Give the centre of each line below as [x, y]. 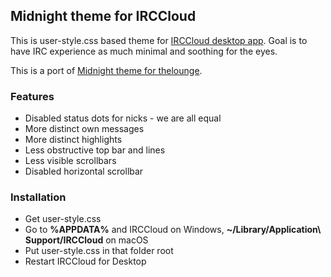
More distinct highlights [73, 140]
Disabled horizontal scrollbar [84, 171]
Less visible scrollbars [70, 161]
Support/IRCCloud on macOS [86, 240]
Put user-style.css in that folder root [99, 251]
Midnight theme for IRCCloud [103, 16]
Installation [38, 197]
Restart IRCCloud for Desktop [85, 261]
